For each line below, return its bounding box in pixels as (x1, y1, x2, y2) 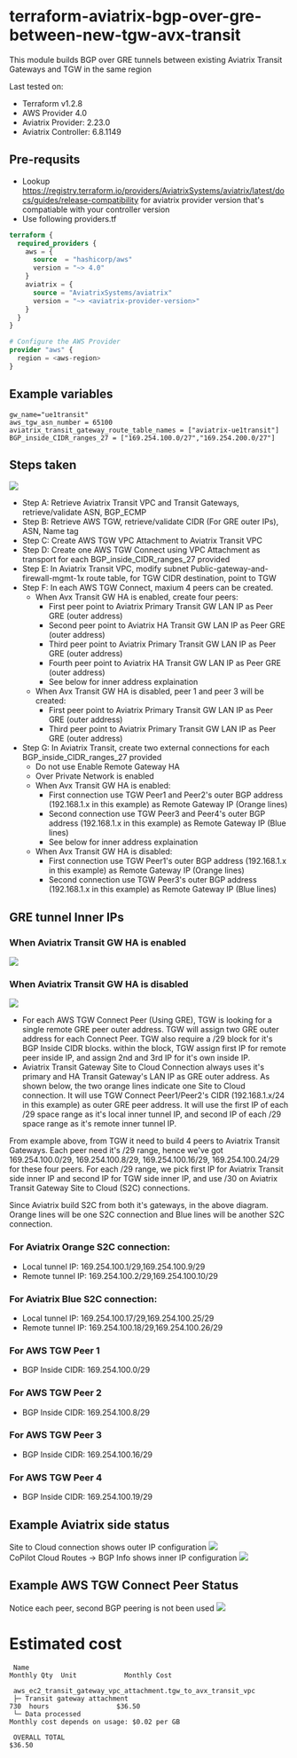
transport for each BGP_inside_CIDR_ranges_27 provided (21, 554, 231, 565)
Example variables (9, 387, 113, 402)
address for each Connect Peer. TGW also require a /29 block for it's (21, 1033, 273, 1044)
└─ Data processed (12, 1709, 82, 1718)
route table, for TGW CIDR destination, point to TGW (85, 573, 277, 584)
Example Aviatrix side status (9, 1517, 170, 1532)
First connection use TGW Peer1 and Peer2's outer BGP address (48, 789, 284, 800)
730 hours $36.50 (9, 1701, 141, 1711)
